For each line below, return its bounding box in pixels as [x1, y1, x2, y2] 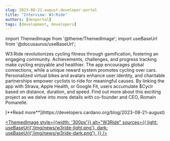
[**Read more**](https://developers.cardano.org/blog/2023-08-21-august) [5, 109, 165, 116]
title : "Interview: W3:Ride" [5, 12, 68, 17]
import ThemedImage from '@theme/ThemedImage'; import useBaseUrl [5, 36, 158, 42]
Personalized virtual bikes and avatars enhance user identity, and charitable [5, 72, 165, 79]
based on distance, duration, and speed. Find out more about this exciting [5, 89, 161, 95]
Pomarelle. [5, 100, 28, 106]
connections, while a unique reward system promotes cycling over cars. [5, 67, 157, 73]
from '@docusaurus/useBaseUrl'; [5, 41, 76, 47]
